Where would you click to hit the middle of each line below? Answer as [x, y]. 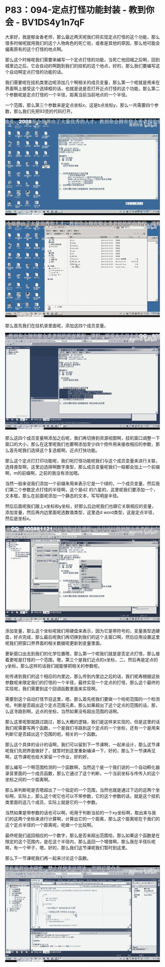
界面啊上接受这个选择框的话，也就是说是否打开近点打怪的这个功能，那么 [78, 88]
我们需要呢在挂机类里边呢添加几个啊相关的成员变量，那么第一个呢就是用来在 [82, 82]
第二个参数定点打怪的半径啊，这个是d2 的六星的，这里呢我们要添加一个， [83, 489]
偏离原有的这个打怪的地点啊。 [35, 49]
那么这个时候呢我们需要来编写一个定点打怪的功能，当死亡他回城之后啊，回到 [82, 59]
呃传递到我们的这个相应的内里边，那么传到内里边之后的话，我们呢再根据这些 [82, 676]
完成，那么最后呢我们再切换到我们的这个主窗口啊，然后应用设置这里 [91, 637]
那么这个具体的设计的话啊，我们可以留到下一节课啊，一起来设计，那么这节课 [82, 744]
